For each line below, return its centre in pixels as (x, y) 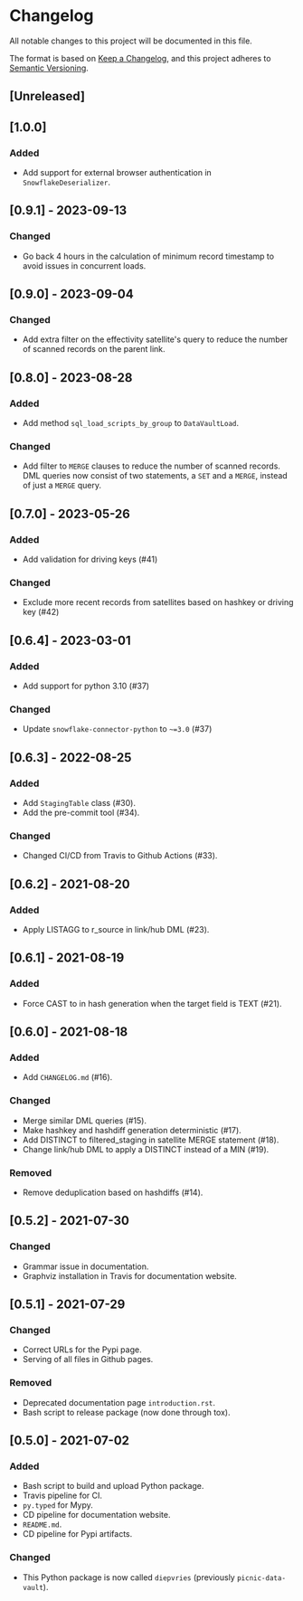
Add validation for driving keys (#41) (90, 559)
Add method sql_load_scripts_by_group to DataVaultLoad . (131, 423)
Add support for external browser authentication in (117, 173)
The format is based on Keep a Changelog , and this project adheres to (140, 58)
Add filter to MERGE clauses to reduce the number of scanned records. (151, 466)
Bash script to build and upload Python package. (113, 1486)
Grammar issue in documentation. (85, 1266)
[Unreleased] (47, 96)
